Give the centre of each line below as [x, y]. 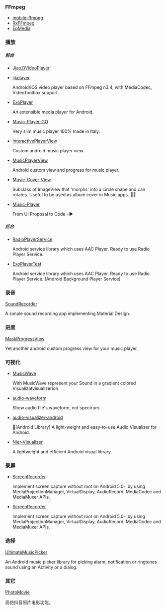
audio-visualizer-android [38, 417]
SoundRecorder [21, 304]
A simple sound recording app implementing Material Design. [68, 313]
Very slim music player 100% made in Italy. [56, 131]
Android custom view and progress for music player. [66, 170]
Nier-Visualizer [28, 442]
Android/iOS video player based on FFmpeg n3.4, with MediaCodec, [82, 87]
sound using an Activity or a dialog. [41, 567]
